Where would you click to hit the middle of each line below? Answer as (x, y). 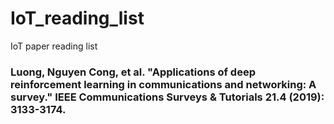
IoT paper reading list (54, 46)
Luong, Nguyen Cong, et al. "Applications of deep (133, 72)
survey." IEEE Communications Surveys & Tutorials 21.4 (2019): (167, 97)
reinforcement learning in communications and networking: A (163, 84)
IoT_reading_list (77, 18)
